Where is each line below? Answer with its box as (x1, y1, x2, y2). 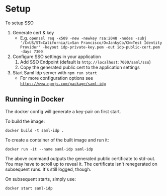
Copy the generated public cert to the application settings (20, 64, 140, 70)
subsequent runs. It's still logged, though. (5, 166, 92, 172)
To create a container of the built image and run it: (5, 137, 109, 143)
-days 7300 (20, 49, 43, 54)
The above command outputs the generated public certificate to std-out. (5, 155, 156, 162)
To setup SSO (5, 20, 34, 26)
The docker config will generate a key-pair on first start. (5, 108, 121, 114)
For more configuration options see (20, 75, 94, 81)
